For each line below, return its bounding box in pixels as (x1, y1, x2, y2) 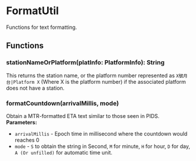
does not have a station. (6, 84, 65, 91)
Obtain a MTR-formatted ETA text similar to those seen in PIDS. (6, 112, 160, 119)
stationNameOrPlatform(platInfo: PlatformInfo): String (6, 58, 165, 67)
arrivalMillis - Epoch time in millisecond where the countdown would (14, 130, 188, 137)
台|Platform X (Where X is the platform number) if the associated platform (6, 78, 186, 85)
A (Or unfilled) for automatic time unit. (14, 149, 113, 156)
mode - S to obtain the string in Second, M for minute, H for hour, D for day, (14, 143, 191, 150)
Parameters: (6, 119, 37, 126)
